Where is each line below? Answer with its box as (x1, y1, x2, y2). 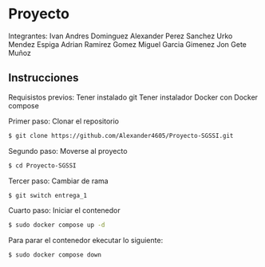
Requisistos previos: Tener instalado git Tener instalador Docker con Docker (8, 92, 258, 102)
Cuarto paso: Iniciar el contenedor (8, 206, 121, 215)
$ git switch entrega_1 (8, 191, 88, 199)
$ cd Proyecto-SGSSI (8, 161, 77, 170)
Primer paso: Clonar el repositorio (8, 116, 120, 126)
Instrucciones (8, 71, 79, 84)
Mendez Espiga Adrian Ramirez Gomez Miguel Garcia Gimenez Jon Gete (8, 39, 247, 49)
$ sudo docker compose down (8, 251, 102, 259)
